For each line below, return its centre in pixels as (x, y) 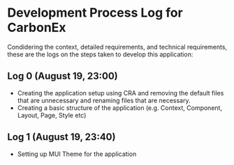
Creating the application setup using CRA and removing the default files (120, 93)
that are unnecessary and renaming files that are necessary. (104, 100)
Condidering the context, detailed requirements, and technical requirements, (117, 47)
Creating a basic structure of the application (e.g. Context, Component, (119, 108)
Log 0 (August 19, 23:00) (63, 76)
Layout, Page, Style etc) (52, 115)
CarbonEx (37, 28)
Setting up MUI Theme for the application (77, 154)
